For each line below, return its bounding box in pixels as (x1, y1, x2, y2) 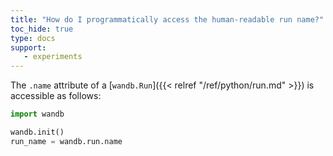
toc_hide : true (10, 24, 74, 34)
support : (10, 42, 47, 53)
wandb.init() (10, 127, 65, 137)
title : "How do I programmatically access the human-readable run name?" (10, 14, 325, 25)
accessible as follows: (10, 90, 102, 102)
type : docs (10, 33, 56, 43)
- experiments (23, 52, 83, 62)
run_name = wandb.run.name (10, 136, 123, 146)
